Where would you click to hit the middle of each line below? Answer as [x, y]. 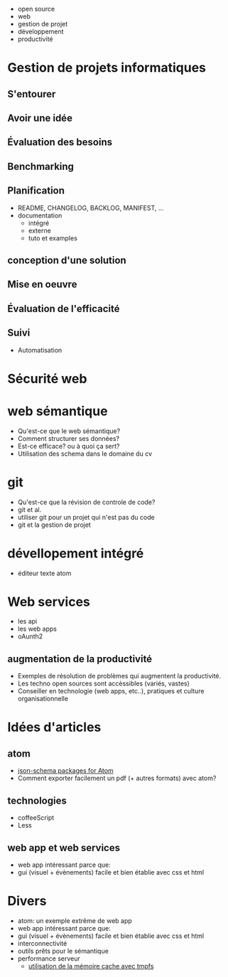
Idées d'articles [54, 727]
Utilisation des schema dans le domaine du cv [85, 454]
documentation [40, 215]
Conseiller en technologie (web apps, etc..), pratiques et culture [111, 691]
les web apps [37, 629]
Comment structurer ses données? [68, 438]
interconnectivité [42, 943]
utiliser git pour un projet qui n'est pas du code [86, 517]
